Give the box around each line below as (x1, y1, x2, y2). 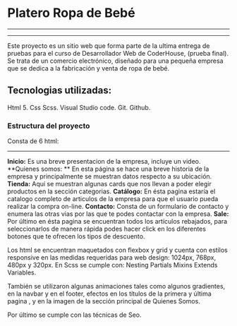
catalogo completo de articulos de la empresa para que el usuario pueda (7, 195, 219, 203)
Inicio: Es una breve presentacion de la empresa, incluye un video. (7, 157, 201, 166)
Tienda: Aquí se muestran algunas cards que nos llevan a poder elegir (7, 180, 212, 188)
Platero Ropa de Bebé (7, 5, 135, 21)
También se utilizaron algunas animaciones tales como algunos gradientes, (7, 282, 226, 291)
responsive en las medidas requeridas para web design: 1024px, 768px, (7, 253, 217, 262)
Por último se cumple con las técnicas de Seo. (7, 310, 142, 319)
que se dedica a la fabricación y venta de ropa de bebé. (7, 64, 170, 72)
